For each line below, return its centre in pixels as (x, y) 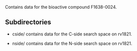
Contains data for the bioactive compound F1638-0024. (61, 7)
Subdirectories (28, 22)
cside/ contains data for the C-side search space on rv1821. (72, 34)
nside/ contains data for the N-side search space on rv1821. (72, 43)
